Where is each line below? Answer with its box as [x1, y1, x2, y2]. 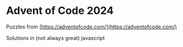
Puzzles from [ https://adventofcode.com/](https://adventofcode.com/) [6, 23, 177, 30]
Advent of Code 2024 [6, 4, 114, 17]
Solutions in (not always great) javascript [6, 34, 105, 41]
